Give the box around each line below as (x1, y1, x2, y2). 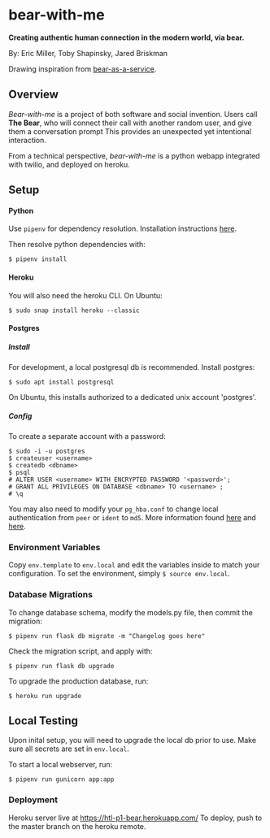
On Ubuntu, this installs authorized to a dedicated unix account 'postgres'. (8, 393, 257, 402)
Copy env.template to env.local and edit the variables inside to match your (8, 560, 260, 570)
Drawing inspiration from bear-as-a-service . (8, 63, 157, 74)
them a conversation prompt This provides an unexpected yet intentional (8, 126, 252, 136)
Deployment (8, 794, 59, 805)
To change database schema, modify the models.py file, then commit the (8, 607, 254, 617)
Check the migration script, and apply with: (8, 646, 153, 656)
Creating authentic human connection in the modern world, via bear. (8, 33, 245, 42)
